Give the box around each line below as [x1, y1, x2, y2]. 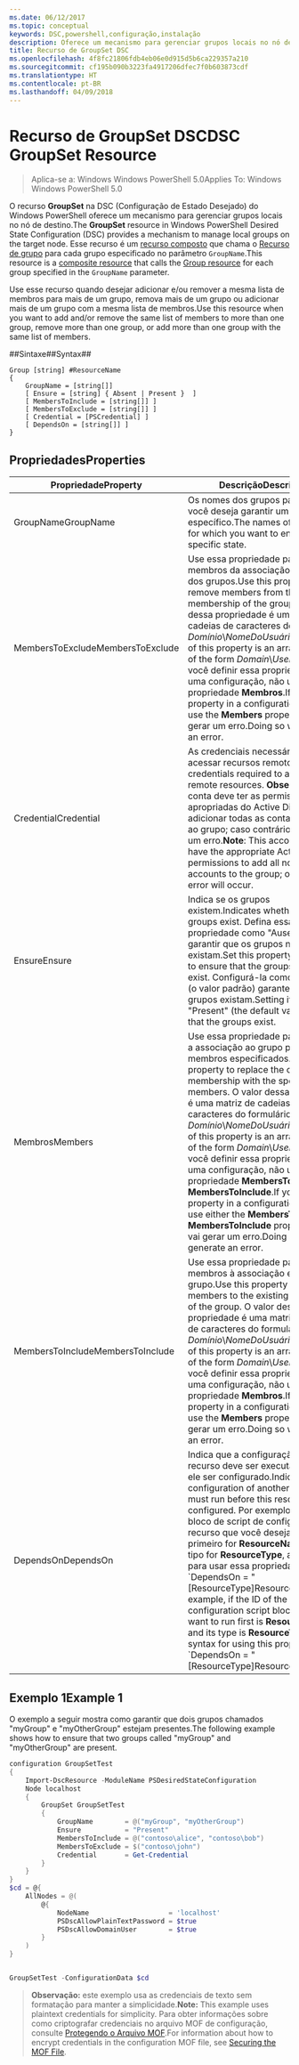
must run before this [187, 1493, 273, 1505]
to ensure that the [187, 960, 263, 973]
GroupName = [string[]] [25, 382, 114, 391]
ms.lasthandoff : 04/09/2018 [9, 87, 114, 96]
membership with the [187, 1074, 277, 1087]
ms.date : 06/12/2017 [9, 12, 86, 22]
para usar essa [187, 1559, 250, 1572]
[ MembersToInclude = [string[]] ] [25, 397, 158, 406]
